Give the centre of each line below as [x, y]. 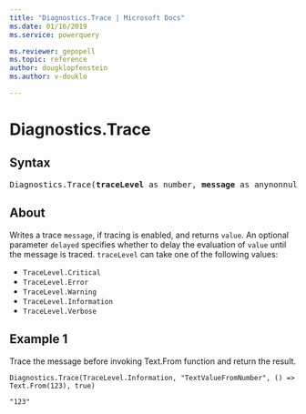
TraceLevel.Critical [61, 273]
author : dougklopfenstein [58, 68]
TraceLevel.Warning [60, 292]
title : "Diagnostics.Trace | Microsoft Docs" [97, 18]
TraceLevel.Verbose [60, 311]
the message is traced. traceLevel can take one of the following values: [144, 254]
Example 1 [39, 339]
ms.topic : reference [49, 60]
